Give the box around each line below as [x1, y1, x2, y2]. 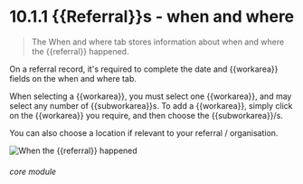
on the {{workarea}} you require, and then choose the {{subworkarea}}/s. [9, 110, 283, 121]
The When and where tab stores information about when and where [31, 36, 285, 47]
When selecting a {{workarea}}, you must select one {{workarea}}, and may [9, 91, 292, 102]
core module [9, 166, 57, 177]
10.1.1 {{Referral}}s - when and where [9, 6, 295, 27]
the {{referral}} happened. [31, 45, 129, 56]
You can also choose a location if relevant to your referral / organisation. [9, 127, 279, 138]
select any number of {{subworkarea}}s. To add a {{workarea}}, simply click [9, 100, 293, 111]
